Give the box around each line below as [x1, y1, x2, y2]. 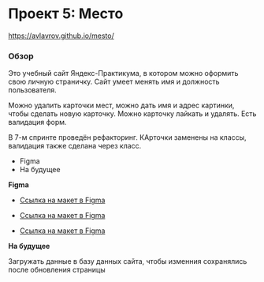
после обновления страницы [8, 265, 106, 275]
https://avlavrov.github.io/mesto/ [8, 31, 114, 40]
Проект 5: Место [8, 5, 124, 23]
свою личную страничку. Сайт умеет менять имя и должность [8, 77, 220, 87]
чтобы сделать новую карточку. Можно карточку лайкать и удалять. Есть [8, 109, 257, 118]
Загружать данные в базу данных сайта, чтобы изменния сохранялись [8, 257, 247, 266]
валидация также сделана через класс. [8, 141, 142, 151]
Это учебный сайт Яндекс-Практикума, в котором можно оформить [8, 69, 239, 78]
